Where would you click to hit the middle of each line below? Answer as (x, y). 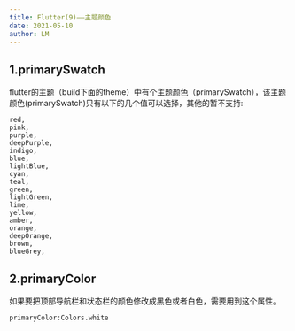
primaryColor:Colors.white (59, 318)
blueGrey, (27, 252)
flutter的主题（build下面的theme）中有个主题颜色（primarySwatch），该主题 (147, 92)
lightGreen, (31, 197)
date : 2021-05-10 (41, 26)
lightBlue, (29, 166)
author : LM (29, 34)
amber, (21, 221)
